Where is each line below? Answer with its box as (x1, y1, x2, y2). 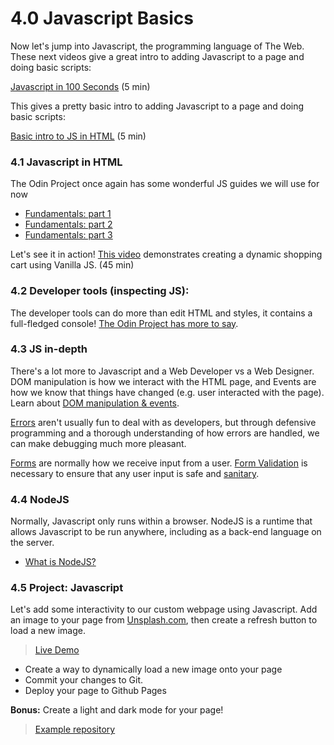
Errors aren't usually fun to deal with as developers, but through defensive (10, 416, 317, 428)
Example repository (34, 723, 116, 736)
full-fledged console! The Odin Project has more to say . (10, 317, 239, 329)
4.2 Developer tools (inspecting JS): (10, 284, 190, 298)
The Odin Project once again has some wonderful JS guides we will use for (10, 178, 320, 190)
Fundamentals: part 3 (24, 229, 113, 241)
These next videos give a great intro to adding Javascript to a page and (10, 50, 305, 62)
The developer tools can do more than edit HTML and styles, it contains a (10, 307, 313, 319)
